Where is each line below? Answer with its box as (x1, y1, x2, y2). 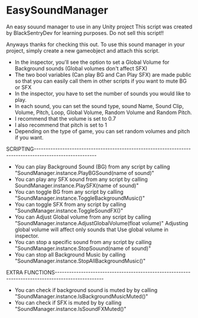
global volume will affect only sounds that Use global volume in (14, 226, 168, 233)
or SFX (14, 83, 32, 90)
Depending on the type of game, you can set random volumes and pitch (14, 128, 190, 135)
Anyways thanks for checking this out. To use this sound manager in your (6, 41, 185, 48)
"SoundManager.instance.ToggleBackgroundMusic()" (14, 194, 145, 202)
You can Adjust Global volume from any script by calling (14, 213, 151, 220)
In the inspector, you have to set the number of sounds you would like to (14, 90, 191, 97)
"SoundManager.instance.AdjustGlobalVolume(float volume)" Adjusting (14, 219, 189, 226)
